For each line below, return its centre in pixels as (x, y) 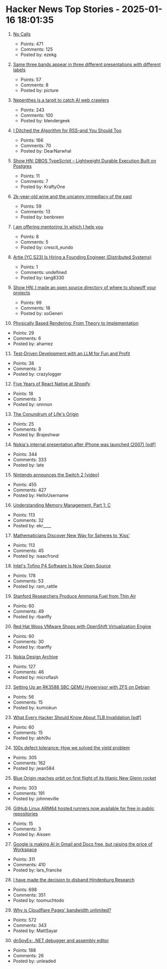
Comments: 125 (37, 49)
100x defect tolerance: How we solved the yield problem (71, 748)
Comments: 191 (29, 793)
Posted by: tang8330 (42, 278)
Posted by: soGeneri (42, 313)
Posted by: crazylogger (37, 374)
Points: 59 (31, 206)
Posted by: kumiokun (35, 707)
